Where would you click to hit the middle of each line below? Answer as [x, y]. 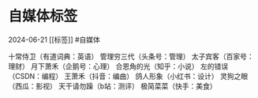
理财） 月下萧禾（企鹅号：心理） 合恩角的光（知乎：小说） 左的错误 [118, 66]
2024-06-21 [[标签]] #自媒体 [54, 40]
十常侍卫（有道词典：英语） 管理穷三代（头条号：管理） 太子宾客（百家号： [131, 56]
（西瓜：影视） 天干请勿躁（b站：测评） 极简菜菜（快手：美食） [112, 86]
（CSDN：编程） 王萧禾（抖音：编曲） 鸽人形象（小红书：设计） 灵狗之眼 [128, 76]
